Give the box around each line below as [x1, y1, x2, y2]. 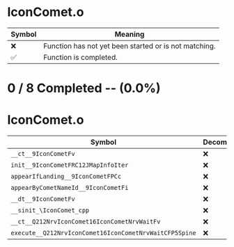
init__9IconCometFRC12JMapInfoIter [10, 161, 129, 169]
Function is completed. [42, 52, 118, 62]
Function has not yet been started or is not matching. [42, 41, 216, 51]
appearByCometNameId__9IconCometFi [10, 184, 129, 192]
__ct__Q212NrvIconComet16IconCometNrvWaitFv [10, 218, 161, 226]
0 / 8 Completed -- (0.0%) [7, 81, 162, 96]
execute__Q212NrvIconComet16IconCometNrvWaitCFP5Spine [10, 229, 196, 237]
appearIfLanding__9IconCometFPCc [10, 173, 122, 181]
